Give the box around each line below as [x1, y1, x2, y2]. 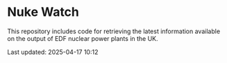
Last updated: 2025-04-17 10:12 [7, 48, 99, 56]
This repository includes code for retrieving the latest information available [7, 27, 221, 35]
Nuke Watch [7, 4, 80, 20]
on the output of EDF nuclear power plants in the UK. [7, 34, 158, 42]
